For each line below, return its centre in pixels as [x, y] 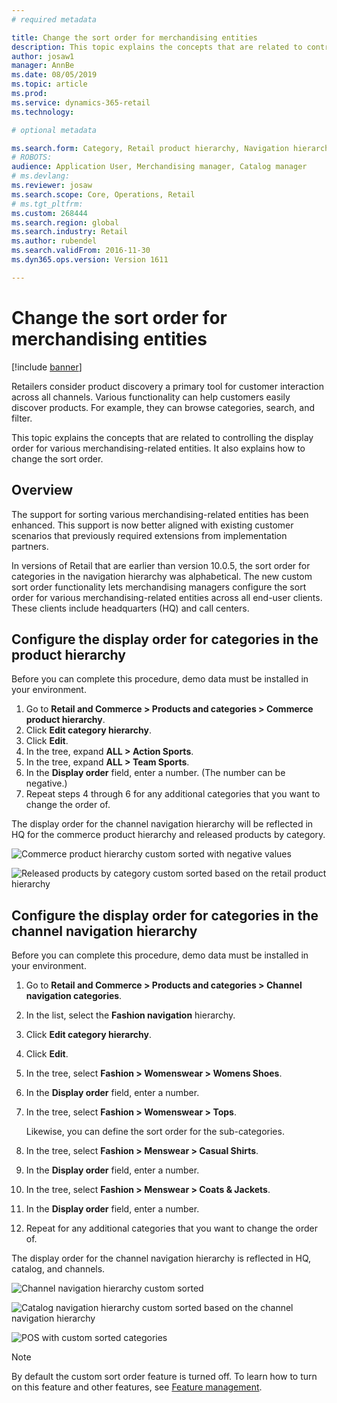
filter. [22, 418]
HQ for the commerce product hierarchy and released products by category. [168, 835]
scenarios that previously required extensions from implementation [149, 535]
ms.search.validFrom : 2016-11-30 [81, 251]
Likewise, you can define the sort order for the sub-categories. [155, 1132]
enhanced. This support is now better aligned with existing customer [152, 525]
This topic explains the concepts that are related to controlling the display [162, 437]
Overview [42, 490]
